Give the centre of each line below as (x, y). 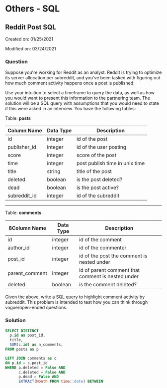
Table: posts (18, 118)
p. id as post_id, (28, 335)
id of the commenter (103, 248)
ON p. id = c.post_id (27, 363)
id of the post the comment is (113, 256)
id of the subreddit (98, 196)
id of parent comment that (109, 270)
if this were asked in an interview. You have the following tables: (71, 109)
